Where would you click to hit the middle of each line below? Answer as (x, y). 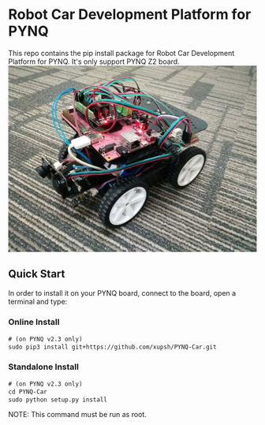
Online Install (34, 322)
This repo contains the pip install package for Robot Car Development (121, 53)
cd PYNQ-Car (28, 392)
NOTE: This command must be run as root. (78, 415)
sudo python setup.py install (58, 400)
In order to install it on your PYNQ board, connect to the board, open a (122, 293)
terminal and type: (38, 301)
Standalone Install (43, 367)
